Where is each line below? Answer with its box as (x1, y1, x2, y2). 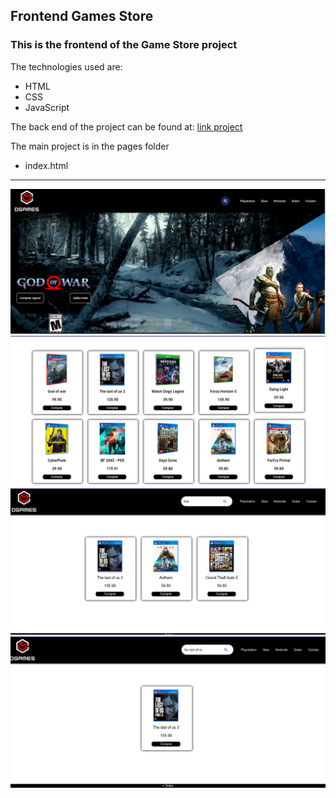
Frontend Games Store (10, 8, 154, 25)
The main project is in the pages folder (10, 140, 170, 152)
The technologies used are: (10, 60, 123, 73)
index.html (24, 159, 69, 171)
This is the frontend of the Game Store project (10, 38, 238, 52)
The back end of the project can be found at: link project (10, 120, 243, 133)
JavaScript (24, 101, 70, 113)
